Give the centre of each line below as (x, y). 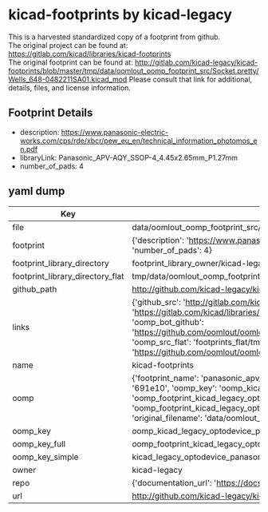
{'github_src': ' (158, 302)
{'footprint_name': (165, 378)
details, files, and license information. (70, 87)
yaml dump (37, 191)
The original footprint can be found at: (71, 62)
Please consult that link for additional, (191, 79)
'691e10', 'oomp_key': (174, 387)
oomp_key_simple (45, 457)
